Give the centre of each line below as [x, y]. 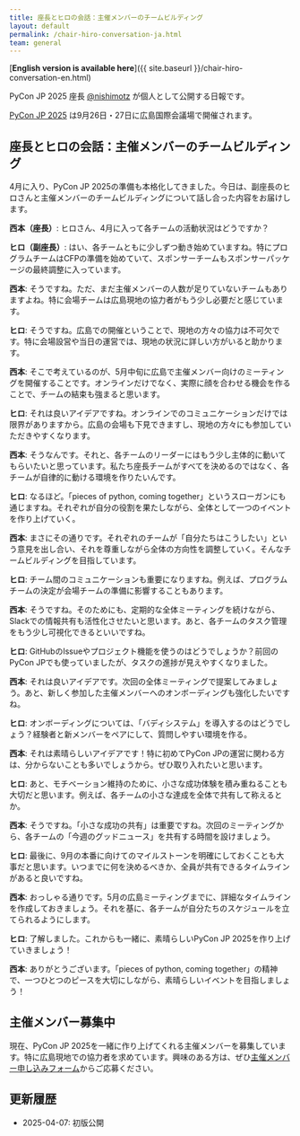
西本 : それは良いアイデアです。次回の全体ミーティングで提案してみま [136, 682]
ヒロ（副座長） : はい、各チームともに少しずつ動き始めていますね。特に [141, 247]
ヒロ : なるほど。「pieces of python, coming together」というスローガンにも [148, 497]
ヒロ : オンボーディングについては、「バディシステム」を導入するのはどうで [146, 723]
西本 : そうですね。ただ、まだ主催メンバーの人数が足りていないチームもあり [149, 289]
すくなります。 [68, 436]
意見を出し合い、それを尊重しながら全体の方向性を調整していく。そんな [150, 550]
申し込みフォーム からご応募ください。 [87, 1068]
